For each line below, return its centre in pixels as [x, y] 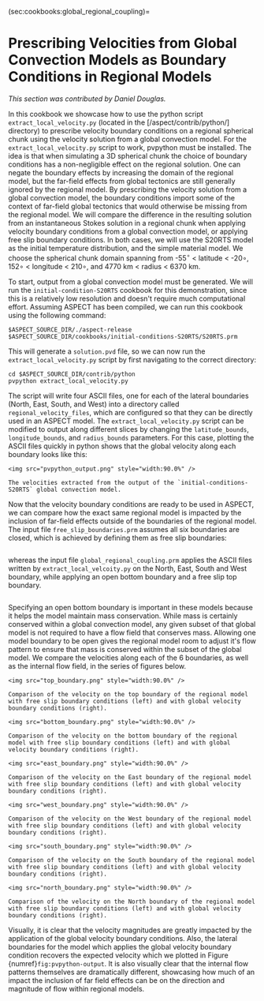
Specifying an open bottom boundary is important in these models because [131, 607]
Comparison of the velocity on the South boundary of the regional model [132, 860]
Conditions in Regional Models [110, 77]
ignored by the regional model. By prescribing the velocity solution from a [128, 189]
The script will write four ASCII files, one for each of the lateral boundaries [129, 396]
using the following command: [57, 315]
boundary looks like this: [48, 454]
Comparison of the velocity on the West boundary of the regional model [130, 819]
